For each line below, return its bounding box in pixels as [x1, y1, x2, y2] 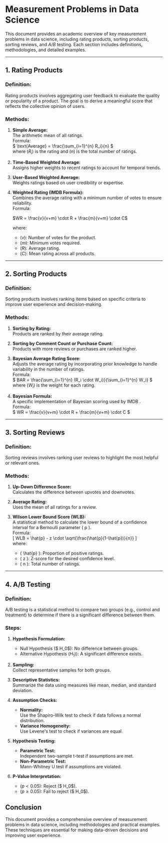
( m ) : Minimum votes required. [19, 240, 81, 246]
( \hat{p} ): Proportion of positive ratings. [19, 550, 104, 556]
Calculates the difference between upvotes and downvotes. [12, 489, 135, 495]
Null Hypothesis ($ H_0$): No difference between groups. [19, 645, 139, 651]
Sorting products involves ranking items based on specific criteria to [5, 296, 146, 302]
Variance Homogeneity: [19, 723, 71, 729]
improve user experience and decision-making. [5, 301, 102, 307]
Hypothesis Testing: [12, 738, 56, 744]
